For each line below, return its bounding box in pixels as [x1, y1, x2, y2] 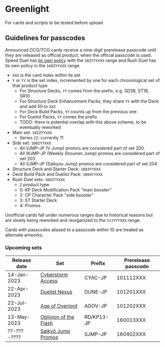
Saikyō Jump [40, 328, 70, 335]
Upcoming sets [5, 244, 42, 251]
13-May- [7, 314, 30, 320]
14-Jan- [7, 271, 29, 278]
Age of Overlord [40, 303, 78, 310]
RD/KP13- [84, 314, 109, 320]
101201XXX [116, 289, 146, 295]
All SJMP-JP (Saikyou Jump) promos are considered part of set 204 [19, 160, 158, 166]
